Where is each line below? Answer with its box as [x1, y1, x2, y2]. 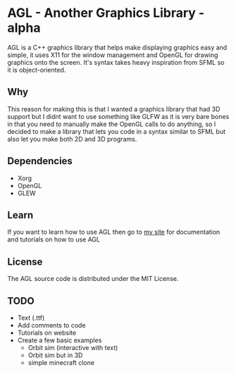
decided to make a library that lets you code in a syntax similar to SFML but [7, 127, 226, 135]
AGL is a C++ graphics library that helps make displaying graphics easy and [7, 43, 228, 51]
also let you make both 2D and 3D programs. [7, 135, 137, 143]
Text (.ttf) [17, 313, 45, 322]
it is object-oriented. [7, 66, 66, 74]
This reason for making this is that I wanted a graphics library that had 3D [7, 104, 221, 113]
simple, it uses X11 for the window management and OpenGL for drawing [7, 51, 218, 59]
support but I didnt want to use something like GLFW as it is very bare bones [7, 112, 230, 120]
